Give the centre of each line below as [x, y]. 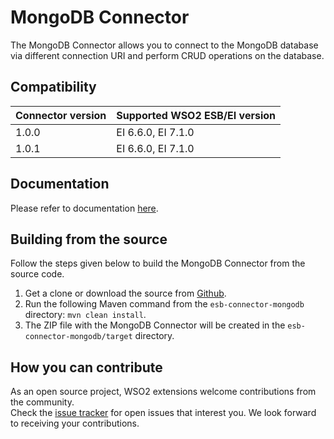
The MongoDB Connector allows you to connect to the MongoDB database [164, 45]
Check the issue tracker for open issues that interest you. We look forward [163, 413]
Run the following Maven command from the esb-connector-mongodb [164, 304]
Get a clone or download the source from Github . [125, 293]
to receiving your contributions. [75, 423]
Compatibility [53, 87]
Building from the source [89, 239]
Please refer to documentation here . [84, 208]
